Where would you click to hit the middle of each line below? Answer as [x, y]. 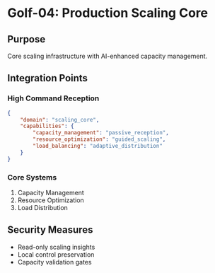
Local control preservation [56, 254]
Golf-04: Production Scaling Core [108, 13]
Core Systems [32, 177]
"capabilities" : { [47, 126]
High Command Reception [53, 98]
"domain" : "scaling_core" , [60, 120]
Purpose [27, 39]
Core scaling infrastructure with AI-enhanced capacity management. [107, 56]
